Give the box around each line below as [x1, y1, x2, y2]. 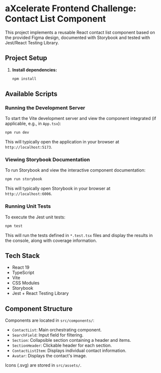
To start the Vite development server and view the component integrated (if [5, 116, 157, 121]
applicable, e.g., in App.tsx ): [5, 120, 61, 127]
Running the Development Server [5, 104, 86, 111]
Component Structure [5, 304, 73, 313]
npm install [12, 76, 36, 81]
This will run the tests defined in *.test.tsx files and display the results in [5, 232, 153, 238]
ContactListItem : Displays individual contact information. [12, 348, 126, 353]
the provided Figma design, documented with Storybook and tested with [5, 35, 150, 40]
